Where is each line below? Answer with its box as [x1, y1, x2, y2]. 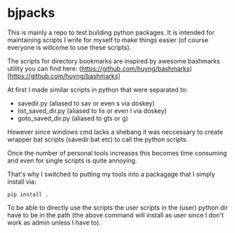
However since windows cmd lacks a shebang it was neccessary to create [7, 127, 224, 136]
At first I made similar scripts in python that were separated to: [7, 85, 188, 94]
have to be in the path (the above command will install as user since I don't [7, 210, 224, 219]
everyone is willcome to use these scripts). [7, 43, 132, 51]
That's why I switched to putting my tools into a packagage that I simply [7, 170, 216, 178]
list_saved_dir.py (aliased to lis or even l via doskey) [17, 106, 167, 115]
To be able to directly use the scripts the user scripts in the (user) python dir [7, 203, 229, 212]
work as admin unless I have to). [7, 218, 101, 227]
